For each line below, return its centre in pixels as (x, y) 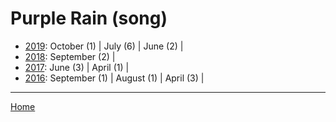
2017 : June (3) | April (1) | (77, 67)
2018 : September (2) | (70, 56)
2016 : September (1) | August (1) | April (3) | (114, 78)
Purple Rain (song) (89, 18)
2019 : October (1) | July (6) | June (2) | (104, 46)
